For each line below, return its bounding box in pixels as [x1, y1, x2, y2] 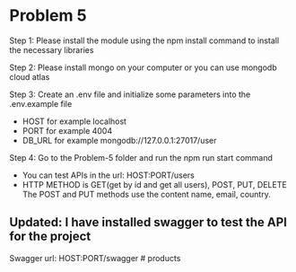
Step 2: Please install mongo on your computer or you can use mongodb [9, 62, 277, 73]
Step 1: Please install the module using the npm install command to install [9, 35, 280, 46]
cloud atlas [9, 71, 50, 82]
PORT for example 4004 [22, 125, 113, 136]
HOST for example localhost [22, 116, 127, 127]
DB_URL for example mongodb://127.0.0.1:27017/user [22, 135, 217, 145]
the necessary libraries [9, 44, 94, 55]
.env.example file [9, 98, 73, 109]
